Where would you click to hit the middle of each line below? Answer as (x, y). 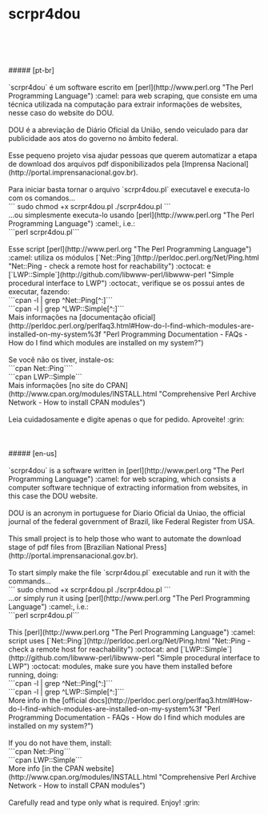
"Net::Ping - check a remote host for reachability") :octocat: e (110, 266)
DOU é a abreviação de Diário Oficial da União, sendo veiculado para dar (128, 130)
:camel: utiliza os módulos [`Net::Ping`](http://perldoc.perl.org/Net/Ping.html (134, 257)
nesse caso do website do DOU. (61, 112)
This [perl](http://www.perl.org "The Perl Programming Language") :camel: (132, 632)
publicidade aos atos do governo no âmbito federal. (93, 138)
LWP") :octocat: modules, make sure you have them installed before (121, 666)
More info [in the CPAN (46, 768)
